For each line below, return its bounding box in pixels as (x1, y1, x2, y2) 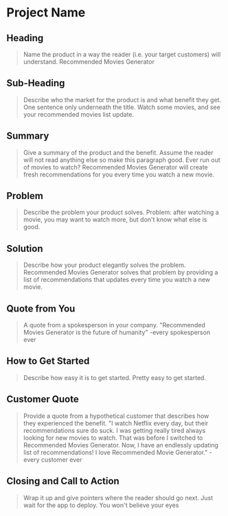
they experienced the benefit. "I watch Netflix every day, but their (23, 419, 209, 427)
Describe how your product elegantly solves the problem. (23, 261, 186, 269)
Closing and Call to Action (6, 476, 119, 487)
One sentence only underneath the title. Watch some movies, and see (23, 103, 220, 111)
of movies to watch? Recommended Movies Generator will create (23, 163, 209, 171)
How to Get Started (6, 355, 90, 367)
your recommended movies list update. (23, 110, 135, 118)
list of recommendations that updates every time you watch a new (23, 276, 211, 284)
